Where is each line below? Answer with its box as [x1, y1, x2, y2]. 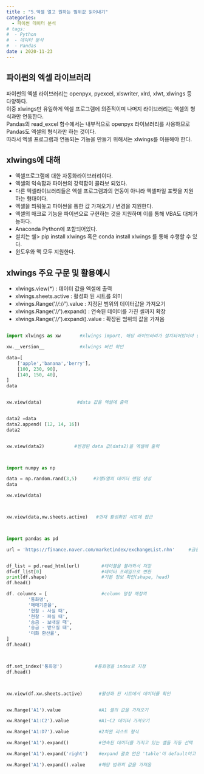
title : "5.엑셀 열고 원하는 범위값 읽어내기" [6, 9, 108, 15]
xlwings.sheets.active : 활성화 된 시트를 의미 [15, 292, 123, 300]
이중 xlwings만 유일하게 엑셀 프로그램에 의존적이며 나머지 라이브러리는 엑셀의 [6, 105, 189, 112]
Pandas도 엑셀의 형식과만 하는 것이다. [6, 128, 97, 135]
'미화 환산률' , [28, 631, 60, 637]
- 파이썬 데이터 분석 [12, 20, 56, 26]
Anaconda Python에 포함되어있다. [15, 226, 98, 233]
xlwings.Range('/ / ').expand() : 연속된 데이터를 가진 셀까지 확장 [15, 308, 166, 315]
